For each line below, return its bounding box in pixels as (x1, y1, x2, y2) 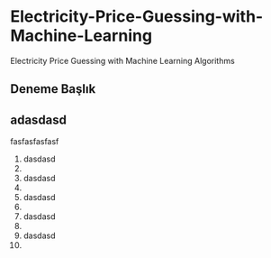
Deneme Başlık (10, 81, 96, 97)
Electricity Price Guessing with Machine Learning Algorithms (10, 55, 235, 66)
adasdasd (10, 112, 67, 127)
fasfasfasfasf (10, 136, 59, 147)
